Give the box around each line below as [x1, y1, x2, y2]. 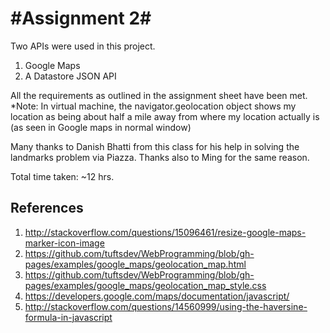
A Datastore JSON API [24, 70, 117, 82]
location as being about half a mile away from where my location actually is [10, 110, 320, 122]
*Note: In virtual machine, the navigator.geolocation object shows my [10, 100, 297, 112]
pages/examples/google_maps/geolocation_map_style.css [24, 279, 267, 291]
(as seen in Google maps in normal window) [10, 121, 192, 133]
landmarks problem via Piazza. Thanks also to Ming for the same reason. [10, 151, 310, 163]
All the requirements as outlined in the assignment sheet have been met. [10, 89, 308, 101]
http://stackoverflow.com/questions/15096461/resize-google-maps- [24, 226, 307, 238]
